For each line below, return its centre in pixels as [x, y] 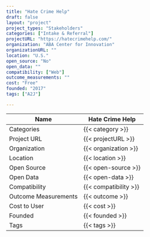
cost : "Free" [22, 83]
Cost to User [27, 206]
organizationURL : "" [32, 50]
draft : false [22, 17]
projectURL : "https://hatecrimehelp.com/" [59, 39]
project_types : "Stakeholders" [45, 28]
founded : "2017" [26, 89]
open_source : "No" [29, 61]
